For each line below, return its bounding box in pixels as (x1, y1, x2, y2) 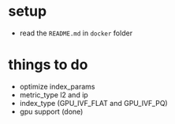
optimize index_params (19, 82, 95, 91)
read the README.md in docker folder (19, 28, 132, 38)
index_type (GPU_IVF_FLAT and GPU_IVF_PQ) (19, 98, 168, 108)
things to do (8, 56, 88, 74)
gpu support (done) (19, 107, 84, 116)
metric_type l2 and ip (19, 89, 88, 100)
